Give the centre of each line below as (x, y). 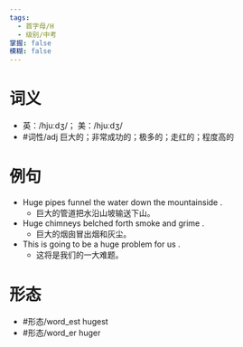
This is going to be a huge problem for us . (101, 244)
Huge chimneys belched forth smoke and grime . (113, 223)
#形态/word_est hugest (65, 321)
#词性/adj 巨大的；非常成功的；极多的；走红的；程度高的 (128, 137)
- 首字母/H (36, 26)
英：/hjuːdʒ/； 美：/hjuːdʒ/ (73, 126)
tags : (19, 18)
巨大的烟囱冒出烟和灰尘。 (84, 234)
